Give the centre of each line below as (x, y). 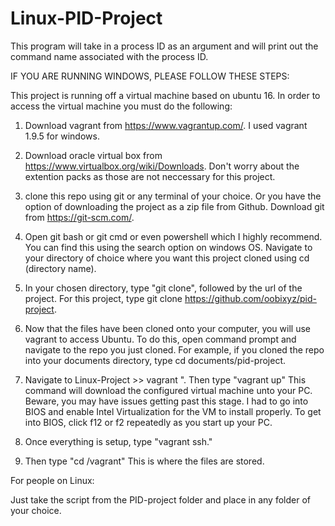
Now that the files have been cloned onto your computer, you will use (167, 328)
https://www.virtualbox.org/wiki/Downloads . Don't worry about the (162, 166)
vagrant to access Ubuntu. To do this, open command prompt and (160, 339)
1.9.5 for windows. (62, 136)
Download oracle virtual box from (93, 155)
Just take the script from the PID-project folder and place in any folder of (160, 499)
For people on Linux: (52, 480)
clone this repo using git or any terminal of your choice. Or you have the (173, 196)
